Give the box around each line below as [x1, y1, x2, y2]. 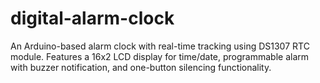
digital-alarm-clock [10, 7, 175, 30]
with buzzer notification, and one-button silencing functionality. [10, 61, 272, 73]
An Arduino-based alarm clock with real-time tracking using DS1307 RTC [10, 40, 310, 52]
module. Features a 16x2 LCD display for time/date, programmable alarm [10, 50, 310, 62]
